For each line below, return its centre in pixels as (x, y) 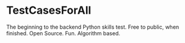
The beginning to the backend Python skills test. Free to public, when (93, 27)
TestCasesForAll (49, 10)
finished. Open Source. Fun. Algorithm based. (63, 33)
